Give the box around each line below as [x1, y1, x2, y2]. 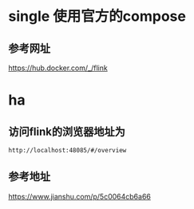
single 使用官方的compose [8, 7, 186, 26]
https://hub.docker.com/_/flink [8, 63, 108, 73]
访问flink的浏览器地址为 [8, 124, 125, 138]
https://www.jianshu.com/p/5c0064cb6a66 [8, 191, 152, 201]
